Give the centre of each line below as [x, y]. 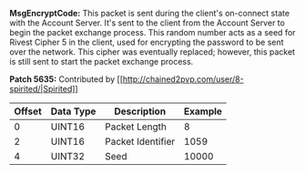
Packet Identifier [140, 142]
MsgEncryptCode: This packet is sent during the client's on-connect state [149, 13]
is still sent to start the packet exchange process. [102, 61]
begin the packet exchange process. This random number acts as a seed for [152, 32]
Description [140, 111]
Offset [28, 111]
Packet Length [135, 127]
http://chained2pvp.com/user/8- [183, 79]
